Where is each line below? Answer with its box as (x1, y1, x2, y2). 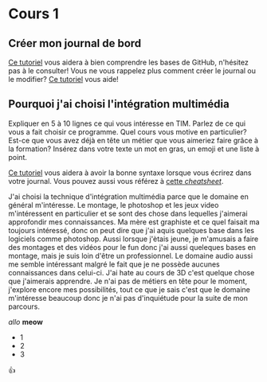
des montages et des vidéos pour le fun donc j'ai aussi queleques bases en (8, 242, 257, 251)
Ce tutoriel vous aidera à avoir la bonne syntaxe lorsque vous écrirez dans (8, 168, 252, 177)
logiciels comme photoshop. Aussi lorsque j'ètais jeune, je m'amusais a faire (8, 234, 259, 244)
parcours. (8, 302, 40, 311)
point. (8, 152, 28, 162)
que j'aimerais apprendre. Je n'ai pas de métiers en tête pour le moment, (8, 276, 248, 286)
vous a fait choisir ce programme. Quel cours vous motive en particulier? (8, 127, 247, 136)
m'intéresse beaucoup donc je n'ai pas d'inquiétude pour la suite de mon (8, 293, 249, 302)
